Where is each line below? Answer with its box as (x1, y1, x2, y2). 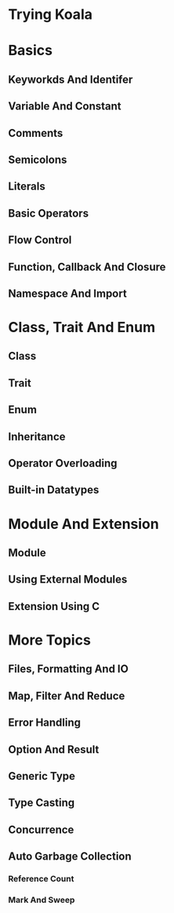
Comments (8, 126, 63, 139)
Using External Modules (8, 573, 128, 586)
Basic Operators (8, 206, 89, 220)
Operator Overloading (8, 456, 118, 470)
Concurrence (8, 822, 74, 836)
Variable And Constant (8, 100, 121, 113)
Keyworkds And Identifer (8, 72, 133, 86)
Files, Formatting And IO (8, 663, 129, 676)
